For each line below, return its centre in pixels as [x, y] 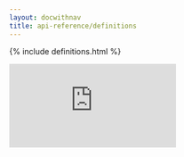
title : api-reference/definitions [73, 26]
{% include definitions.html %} [65, 51]
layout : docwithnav [45, 17]
